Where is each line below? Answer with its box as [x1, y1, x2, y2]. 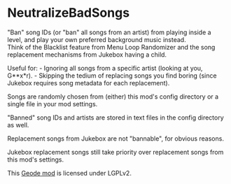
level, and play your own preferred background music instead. [7, 35, 187, 43]
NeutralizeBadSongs [7, 5, 130, 21]
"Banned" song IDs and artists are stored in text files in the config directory [7, 113, 224, 122]
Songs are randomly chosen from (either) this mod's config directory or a [7, 92, 219, 101]
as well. [7, 120, 29, 129]
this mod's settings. [7, 155, 64, 164]
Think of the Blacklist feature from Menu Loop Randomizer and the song [7, 43, 216, 51]
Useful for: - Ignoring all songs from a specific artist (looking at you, [7, 64, 203, 72]
